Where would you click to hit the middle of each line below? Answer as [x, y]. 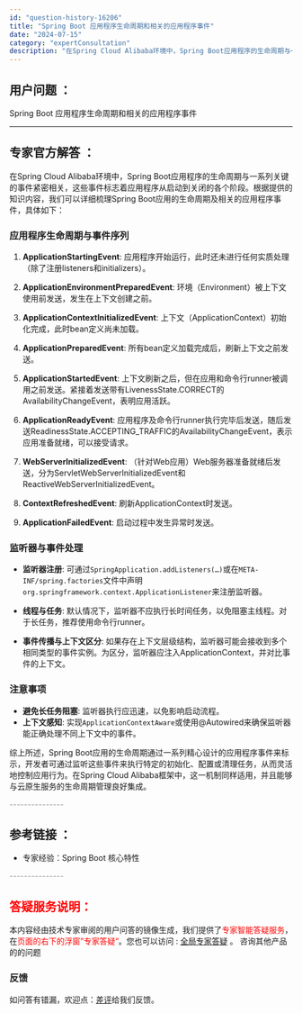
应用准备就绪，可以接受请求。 [77, 443]
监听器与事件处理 [46, 547]
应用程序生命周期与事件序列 [69, 235]
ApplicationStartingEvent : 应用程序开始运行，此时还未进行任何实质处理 [155, 257]
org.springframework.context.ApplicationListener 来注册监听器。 [145, 592]
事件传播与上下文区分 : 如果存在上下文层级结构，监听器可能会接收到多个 [155, 641]
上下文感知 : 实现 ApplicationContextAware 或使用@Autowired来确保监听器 [157, 722]
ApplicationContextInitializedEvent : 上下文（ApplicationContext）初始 [155, 318]
